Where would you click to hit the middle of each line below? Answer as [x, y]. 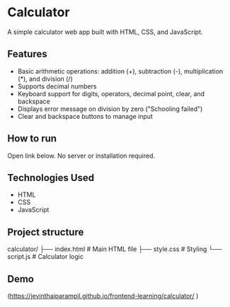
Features [27, 54]
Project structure [46, 232]
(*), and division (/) [45, 79]
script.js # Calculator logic [45, 257]
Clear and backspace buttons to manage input [85, 116]
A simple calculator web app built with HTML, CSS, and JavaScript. [105, 32]
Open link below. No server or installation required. [81, 156]
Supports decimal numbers [57, 86]
